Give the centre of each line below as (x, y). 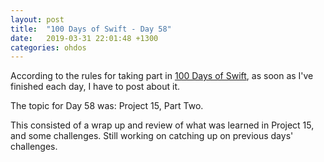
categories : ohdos (48, 47)
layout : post (37, 19)
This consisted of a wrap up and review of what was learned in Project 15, (162, 125)
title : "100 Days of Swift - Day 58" (91, 29)
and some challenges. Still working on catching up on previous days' (152, 136)
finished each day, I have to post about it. (95, 87)
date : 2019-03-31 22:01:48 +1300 (84, 38)
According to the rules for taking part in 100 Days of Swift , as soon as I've (162, 76)
